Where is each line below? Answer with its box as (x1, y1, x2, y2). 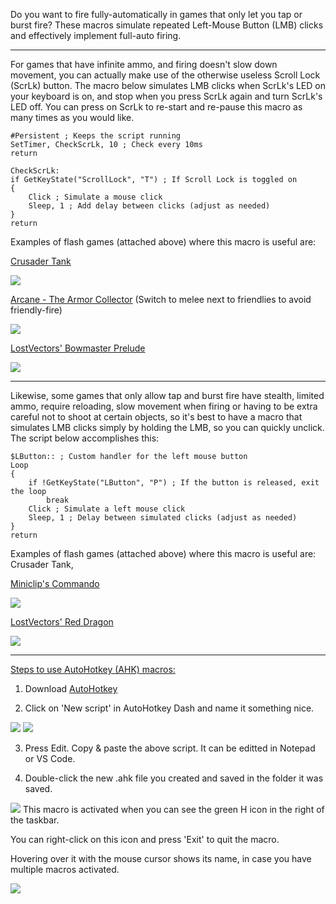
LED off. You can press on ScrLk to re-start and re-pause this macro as (10, 101, 303, 113)
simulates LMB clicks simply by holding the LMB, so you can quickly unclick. (10, 422, 325, 433)
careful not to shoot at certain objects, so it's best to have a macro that (10, 411, 303, 423)
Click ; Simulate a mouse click (28, 192, 163, 202)
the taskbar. (10, 814, 60, 826)
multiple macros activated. (10, 864, 120, 875)
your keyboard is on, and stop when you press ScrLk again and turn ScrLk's (10, 90, 323, 102)
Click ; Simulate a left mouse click (28, 504, 186, 514)
